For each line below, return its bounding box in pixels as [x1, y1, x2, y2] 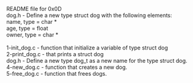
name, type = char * [6, 18, 57, 25]
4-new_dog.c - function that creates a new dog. [6, 63, 127, 71]
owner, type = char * [6, 31, 59, 38]
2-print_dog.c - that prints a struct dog [6, 51, 104, 57]
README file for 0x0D [6, 5, 62, 12]
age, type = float [6, 24, 48, 32]
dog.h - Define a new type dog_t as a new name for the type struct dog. [6, 57, 188, 64]
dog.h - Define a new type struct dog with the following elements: [6, 12, 173, 19]
